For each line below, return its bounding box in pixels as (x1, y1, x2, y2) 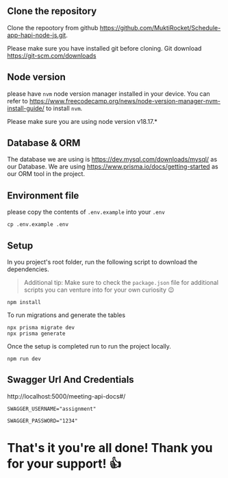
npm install (7, 299, 41, 306)
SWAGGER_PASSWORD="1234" (7, 417, 78, 424)
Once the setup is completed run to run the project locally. (7, 342, 171, 351)
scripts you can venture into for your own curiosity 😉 (23, 286, 175, 294)
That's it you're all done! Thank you (7, 440, 213, 456)
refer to (7, 97, 29, 105)
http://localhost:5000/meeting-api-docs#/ (7, 392, 126, 400)
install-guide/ (7, 104, 45, 112)
